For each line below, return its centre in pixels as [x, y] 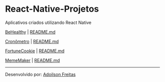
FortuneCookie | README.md [35, 51]
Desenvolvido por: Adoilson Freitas [41, 74]
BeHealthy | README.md [30, 32]
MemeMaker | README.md [33, 60]
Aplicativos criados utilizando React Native [48, 22]
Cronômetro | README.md [32, 41]
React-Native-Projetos [52, 9]
